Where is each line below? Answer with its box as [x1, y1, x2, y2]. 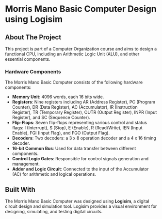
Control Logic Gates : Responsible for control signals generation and [12, 156, 149, 162]
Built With [5, 185, 35, 194]
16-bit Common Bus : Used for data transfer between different [12, 146, 136, 152]
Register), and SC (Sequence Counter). [12, 115, 91, 120]
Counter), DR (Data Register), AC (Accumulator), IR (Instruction [12, 104, 138, 110]
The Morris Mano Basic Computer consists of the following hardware [5, 79, 143, 85]
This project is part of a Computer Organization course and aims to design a [5, 46, 157, 51]
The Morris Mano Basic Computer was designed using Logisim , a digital [5, 198, 149, 204]
